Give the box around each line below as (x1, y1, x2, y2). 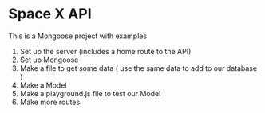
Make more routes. (19, 97, 82, 107)
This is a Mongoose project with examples (8, 31, 148, 41)
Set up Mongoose (19, 55, 79, 64)
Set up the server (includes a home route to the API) (19, 46, 192, 56)
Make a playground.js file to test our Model (19, 88, 161, 98)
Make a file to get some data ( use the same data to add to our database (19, 63, 258, 72)
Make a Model (19, 80, 67, 90)
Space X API (8, 5, 92, 23)
